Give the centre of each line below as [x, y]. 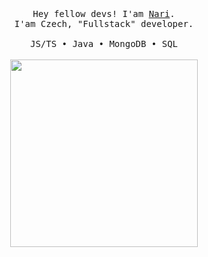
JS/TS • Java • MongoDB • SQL [103, 43]
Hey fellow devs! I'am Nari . [104, 13]
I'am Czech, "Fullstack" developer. [104, 23]
